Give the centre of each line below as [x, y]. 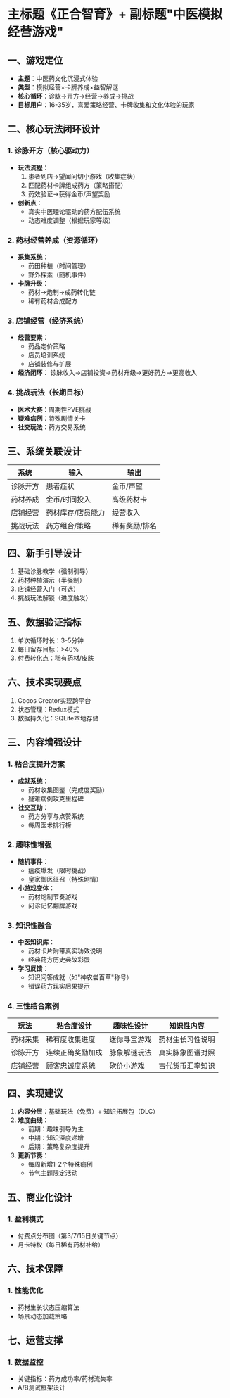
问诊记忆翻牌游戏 [53, 905]
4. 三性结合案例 [33, 1006]
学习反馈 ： [33, 969]
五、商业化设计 [40, 1197]
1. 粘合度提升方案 [36, 764]
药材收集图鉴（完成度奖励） [68, 789]
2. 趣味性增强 [30, 845]
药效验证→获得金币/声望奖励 [69, 193]
